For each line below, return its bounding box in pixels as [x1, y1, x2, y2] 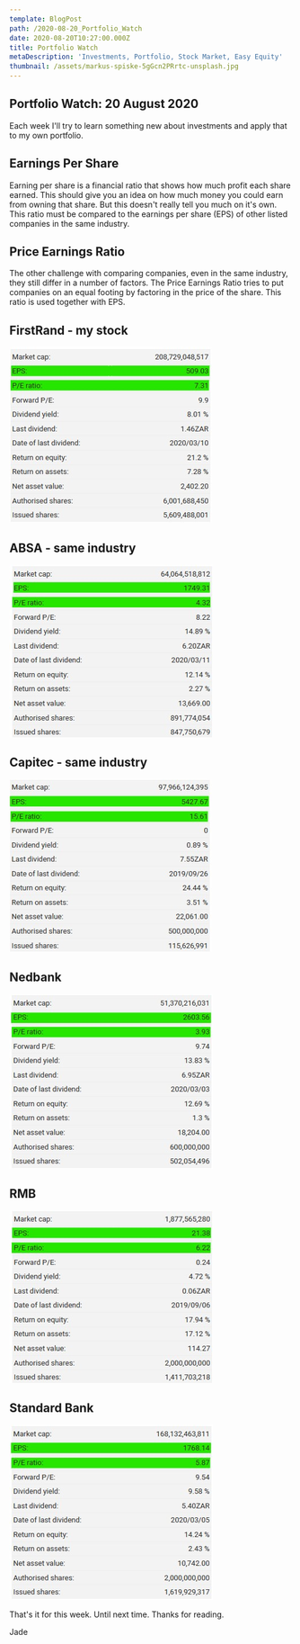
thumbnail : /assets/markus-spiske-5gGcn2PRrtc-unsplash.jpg [9, 62, 240, 71]
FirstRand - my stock [9, 322, 128, 337]
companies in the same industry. [9, 218, 130, 229]
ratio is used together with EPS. [9, 297, 126, 308]
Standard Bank [9, 1400, 94, 1415]
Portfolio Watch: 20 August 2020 [9, 96, 199, 112]
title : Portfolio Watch [9, 43, 99, 52]
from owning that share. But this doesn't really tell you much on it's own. [9, 199, 277, 210]
